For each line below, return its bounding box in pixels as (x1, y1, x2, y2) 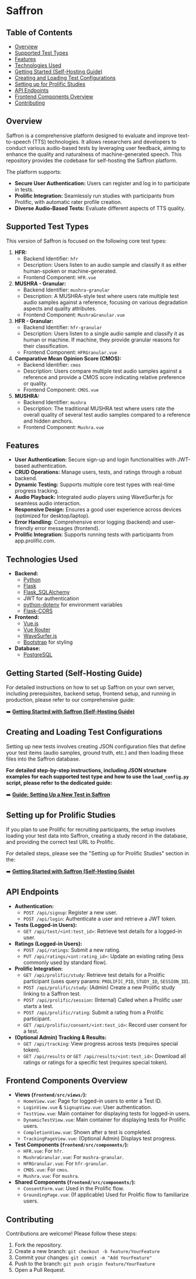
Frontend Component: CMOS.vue (23, 386, 99, 393)
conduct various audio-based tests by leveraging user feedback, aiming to (6, 144, 186, 151)
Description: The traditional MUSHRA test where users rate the (23, 404, 174, 412)
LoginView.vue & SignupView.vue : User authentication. (23, 1104, 153, 1111)
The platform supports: (6, 168, 61, 175)
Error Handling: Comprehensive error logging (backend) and (14, 518, 162, 525)
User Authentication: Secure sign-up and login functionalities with (14, 456, 176, 463)
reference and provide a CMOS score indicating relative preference (23, 373, 185, 380)
